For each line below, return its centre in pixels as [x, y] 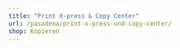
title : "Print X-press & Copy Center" [74, 16]
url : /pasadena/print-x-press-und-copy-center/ [90, 24]
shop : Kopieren [34, 31]
